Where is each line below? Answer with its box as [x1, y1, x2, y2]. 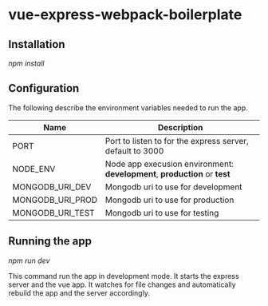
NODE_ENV [12, 163, 56, 174]
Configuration [8, 81, 80, 95]
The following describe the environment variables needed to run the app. [8, 102, 249, 113]
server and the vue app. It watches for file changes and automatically [8, 280, 237, 289]
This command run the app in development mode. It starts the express [8, 271, 239, 280]
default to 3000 [104, 145, 164, 157]
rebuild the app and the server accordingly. [8, 288, 150, 297]
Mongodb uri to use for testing [104, 207, 219, 218]
